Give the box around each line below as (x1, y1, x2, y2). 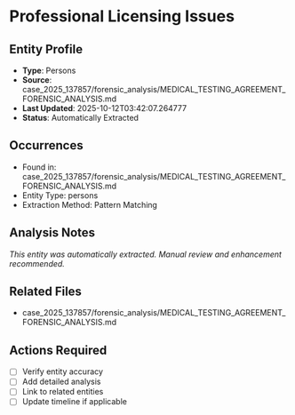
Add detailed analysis (21, 376, 101, 387)
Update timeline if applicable (21, 396, 127, 407)
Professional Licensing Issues (9, 6, 235, 27)
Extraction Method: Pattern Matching (21, 199, 158, 210)
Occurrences (9, 138, 84, 153)
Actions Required (9, 342, 108, 357)
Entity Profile (9, 42, 83, 57)
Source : (21, 75, 52, 85)
